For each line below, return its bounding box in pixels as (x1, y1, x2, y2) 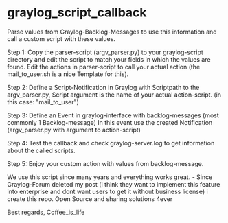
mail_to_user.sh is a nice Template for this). (7, 70, 129, 78)
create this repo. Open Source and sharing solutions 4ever (7, 194, 173, 203)
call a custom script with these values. (7, 34, 115, 43)
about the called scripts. (7, 146, 76, 154)
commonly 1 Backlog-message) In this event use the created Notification (7, 118, 213, 126)
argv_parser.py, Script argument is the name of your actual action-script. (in (7, 91, 222, 99)
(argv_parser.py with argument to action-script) (7, 126, 141, 134)
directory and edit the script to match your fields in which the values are (7, 55, 211, 63)
